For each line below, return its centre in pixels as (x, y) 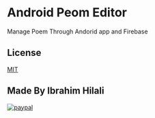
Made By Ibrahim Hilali (56, 91)
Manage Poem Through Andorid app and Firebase (77, 31)
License (24, 53)
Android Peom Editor (67, 13)
